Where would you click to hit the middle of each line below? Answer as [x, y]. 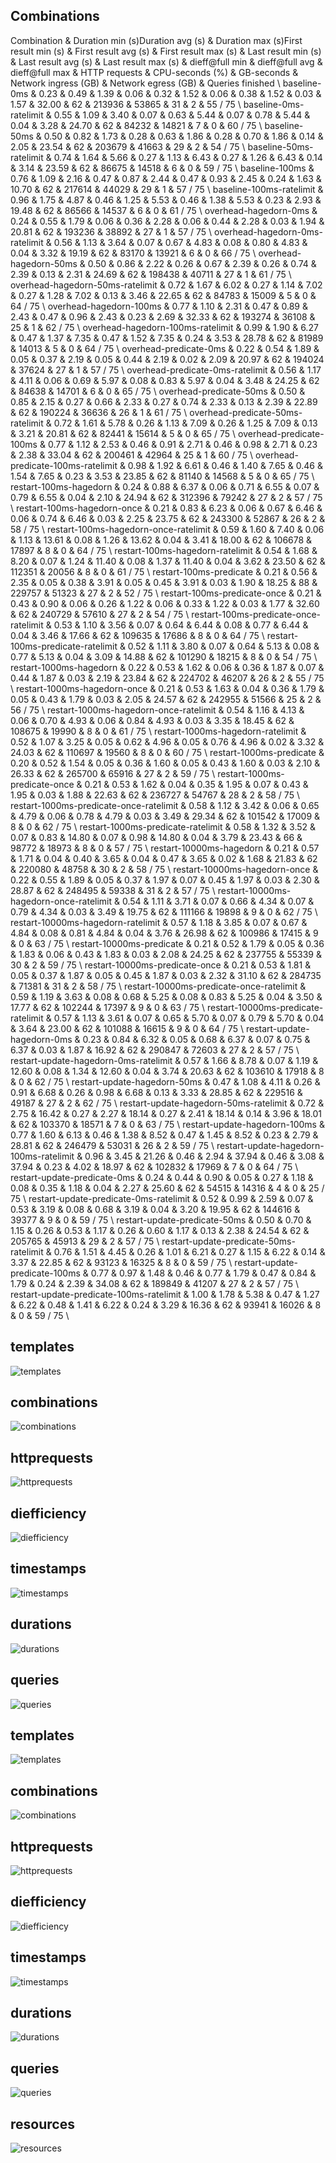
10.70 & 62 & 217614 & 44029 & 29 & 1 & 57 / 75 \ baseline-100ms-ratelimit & [167, 189]
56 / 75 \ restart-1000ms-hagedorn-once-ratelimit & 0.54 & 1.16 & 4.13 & [157, 710]
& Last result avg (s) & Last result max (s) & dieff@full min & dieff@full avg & [166, 61]
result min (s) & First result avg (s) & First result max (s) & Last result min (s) [166, 51]
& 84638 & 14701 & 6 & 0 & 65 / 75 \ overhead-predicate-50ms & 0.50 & [158, 391]
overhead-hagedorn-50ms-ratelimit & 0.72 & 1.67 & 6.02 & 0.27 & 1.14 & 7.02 [166, 285]
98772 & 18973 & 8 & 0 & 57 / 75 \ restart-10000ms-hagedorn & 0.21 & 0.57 [165, 848]
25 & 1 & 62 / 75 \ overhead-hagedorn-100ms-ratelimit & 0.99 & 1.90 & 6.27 [164, 327]
